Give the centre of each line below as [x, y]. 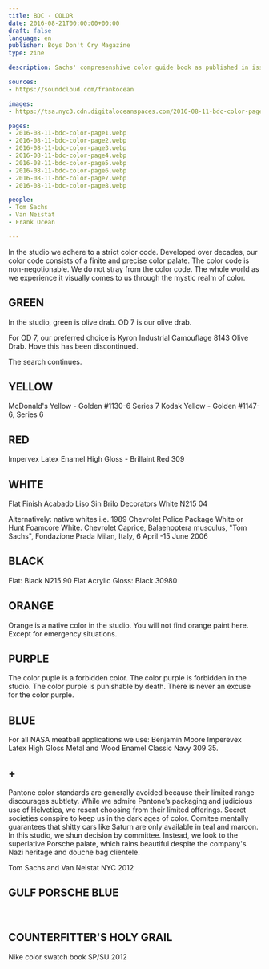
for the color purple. [41, 695]
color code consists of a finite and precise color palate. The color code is [129, 260]
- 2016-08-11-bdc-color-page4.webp [68, 155]
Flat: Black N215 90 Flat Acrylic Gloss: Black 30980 [93, 580]
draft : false [30, 30]
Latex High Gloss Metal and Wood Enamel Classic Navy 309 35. [113, 748]
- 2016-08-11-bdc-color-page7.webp [68, 178]
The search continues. [45, 361]
